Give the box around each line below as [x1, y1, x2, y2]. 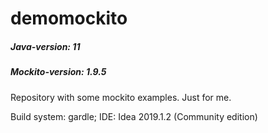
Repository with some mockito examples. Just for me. [10, 91, 232, 103]
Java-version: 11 [10, 40, 81, 52]
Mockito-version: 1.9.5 [10, 66, 107, 78]
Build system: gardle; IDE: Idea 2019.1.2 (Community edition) [10, 110, 258, 122]
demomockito [10, 7, 128, 30]
